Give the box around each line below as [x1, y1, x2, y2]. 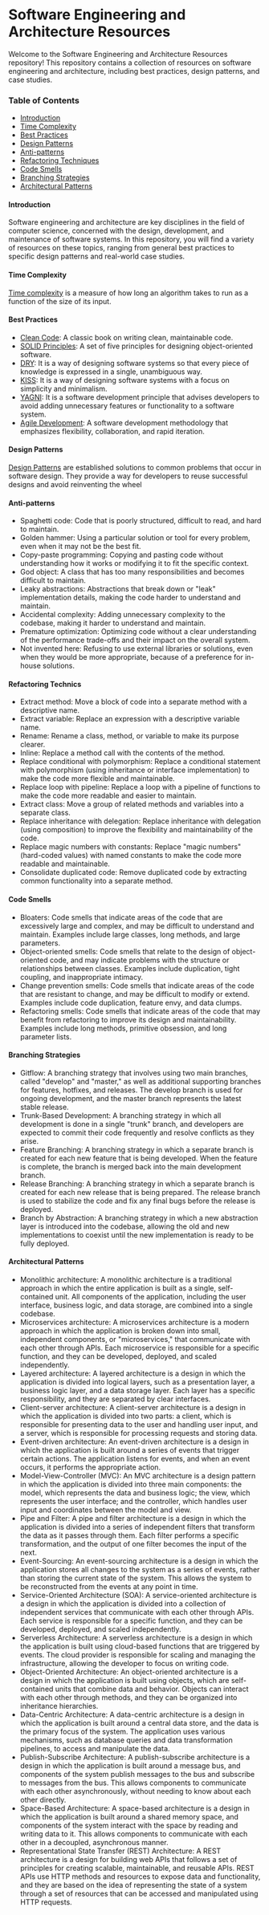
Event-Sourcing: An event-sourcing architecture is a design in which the [19, 1556, 259, 1566]
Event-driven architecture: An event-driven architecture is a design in [19, 1437, 250, 1446]
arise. [19, 1136, 39, 1145]
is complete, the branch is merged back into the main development [19, 1161, 242, 1171]
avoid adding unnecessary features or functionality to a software [19, 400, 234, 410]
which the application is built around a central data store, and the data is [19, 1718, 259, 1728]
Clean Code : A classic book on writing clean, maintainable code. [19, 332, 234, 342]
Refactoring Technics [8, 679, 82, 689]
